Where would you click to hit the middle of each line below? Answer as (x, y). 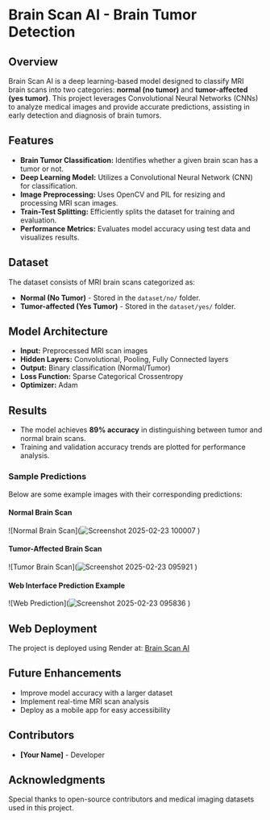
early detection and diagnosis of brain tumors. (85, 115)
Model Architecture (58, 332)
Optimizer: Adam (49, 385)
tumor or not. (42, 169)
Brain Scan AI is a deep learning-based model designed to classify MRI (126, 81)
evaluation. (38, 220)
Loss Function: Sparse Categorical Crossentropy (102, 377)
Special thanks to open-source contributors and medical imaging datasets (131, 799)
